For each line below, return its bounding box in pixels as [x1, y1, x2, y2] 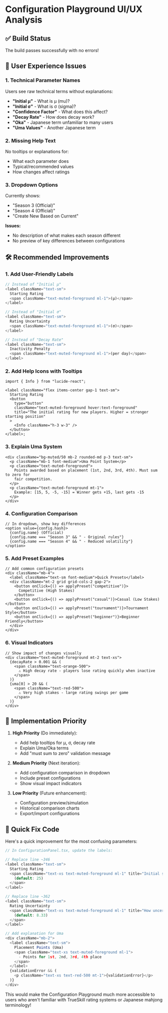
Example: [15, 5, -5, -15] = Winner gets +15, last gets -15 [14, 489, 144, 494]
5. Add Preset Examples [5, 555, 64, 562]
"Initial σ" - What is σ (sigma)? [12, 103, 76, 109]
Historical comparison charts [19, 805, 80, 811]
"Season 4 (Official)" [12, 208, 55, 214]
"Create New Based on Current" [12, 213, 79, 219]
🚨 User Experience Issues [5, 62, 86, 71]
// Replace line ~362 [5, 894, 50, 899]
